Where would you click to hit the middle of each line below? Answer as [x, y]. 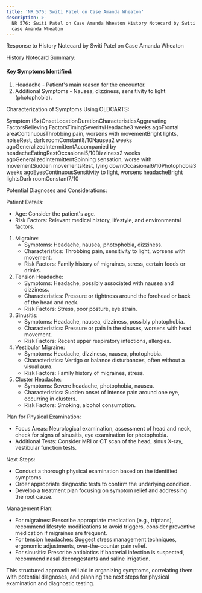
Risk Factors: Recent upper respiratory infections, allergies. [97, 341]
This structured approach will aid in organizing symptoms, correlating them [99, 571]
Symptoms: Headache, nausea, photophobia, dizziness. [93, 245]
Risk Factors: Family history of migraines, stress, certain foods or [105, 264]
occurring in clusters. [50, 399]
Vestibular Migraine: [40, 347]
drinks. [33, 271]
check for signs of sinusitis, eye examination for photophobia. [92, 435]
